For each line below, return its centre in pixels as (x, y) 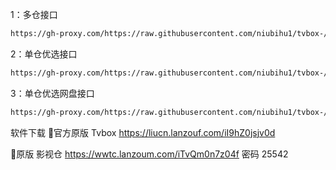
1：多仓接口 (34, 14)
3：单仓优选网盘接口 (52, 93)
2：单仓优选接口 (44, 54)
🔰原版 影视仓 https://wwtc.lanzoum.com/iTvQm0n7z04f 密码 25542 (149, 154)
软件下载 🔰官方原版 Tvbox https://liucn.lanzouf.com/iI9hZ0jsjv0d (143, 132)
